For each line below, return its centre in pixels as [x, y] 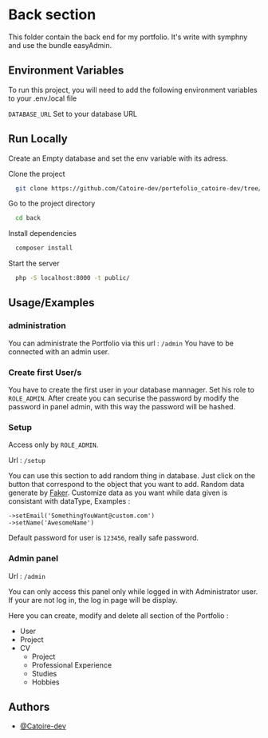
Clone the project [37, 174]
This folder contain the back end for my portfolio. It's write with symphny [128, 37]
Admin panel [33, 559]
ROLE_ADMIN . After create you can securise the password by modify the [124, 398]
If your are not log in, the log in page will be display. [93, 600]
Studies [44, 673]
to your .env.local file [43, 98]
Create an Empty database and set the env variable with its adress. [118, 158]
